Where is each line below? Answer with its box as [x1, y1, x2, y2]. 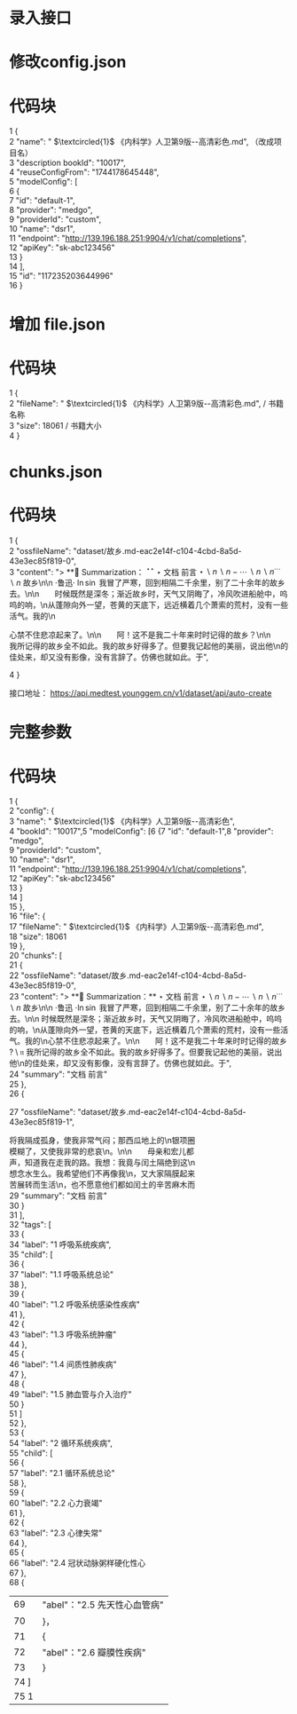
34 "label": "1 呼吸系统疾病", [9, 1239, 112, 1250]
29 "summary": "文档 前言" [9, 1190, 108, 1201]
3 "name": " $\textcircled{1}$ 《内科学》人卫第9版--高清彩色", [9, 816, 235, 826]
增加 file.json [9, 314, 106, 334]
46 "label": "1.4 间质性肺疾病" [9, 1359, 117, 1370]
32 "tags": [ [9, 1220, 51, 1229]
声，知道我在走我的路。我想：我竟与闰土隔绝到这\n [9, 1157, 196, 1167]
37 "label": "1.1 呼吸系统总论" [9, 1269, 114, 1279]
